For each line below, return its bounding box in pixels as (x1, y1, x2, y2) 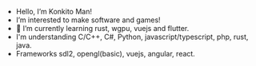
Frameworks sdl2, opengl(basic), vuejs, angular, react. (15, 49, 196, 58)
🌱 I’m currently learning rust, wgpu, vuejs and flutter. (15, 24, 190, 33)
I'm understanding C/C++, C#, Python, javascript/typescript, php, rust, (15, 32, 249, 41)
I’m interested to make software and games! (15, 15, 162, 25)
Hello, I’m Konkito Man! (15, 7, 93, 16)
